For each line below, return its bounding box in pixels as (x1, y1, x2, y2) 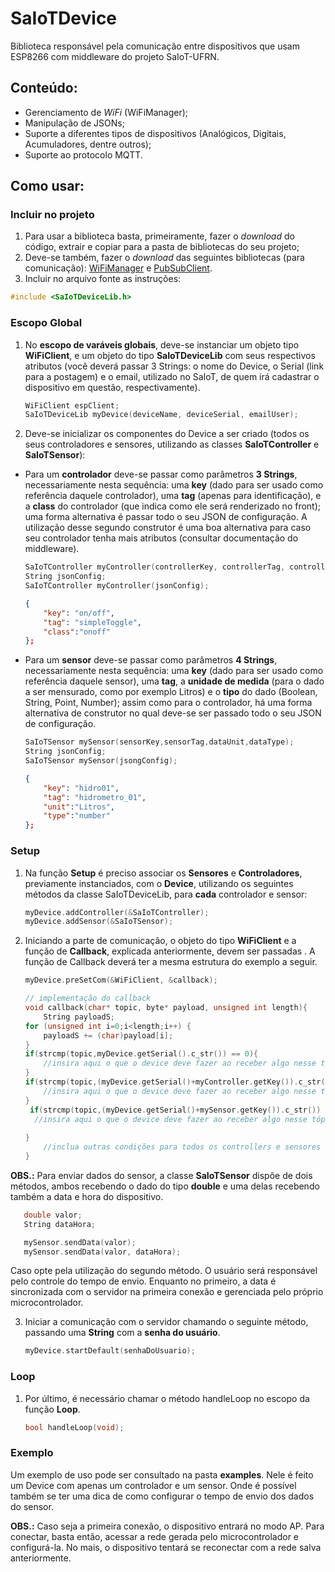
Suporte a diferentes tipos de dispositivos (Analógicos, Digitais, (24, 127, 287, 139)
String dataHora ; (23, 1219, 97, 1229)
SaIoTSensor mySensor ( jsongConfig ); (24, 756, 178, 766)
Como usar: (10, 178, 85, 195)
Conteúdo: (10, 80, 78, 97)
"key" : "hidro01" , (43, 783, 120, 793)
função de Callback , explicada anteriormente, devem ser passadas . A (24, 945, 316, 957)
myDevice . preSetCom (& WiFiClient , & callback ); (24, 975, 218, 986)
